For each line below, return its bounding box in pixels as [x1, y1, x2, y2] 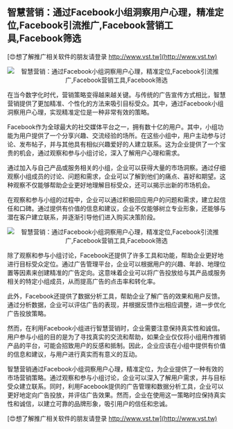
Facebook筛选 [19, 33, 82, 44]
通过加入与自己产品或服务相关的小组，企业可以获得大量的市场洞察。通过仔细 [7, 163, 226, 171]
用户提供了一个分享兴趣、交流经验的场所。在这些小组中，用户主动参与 [19, 131, 220, 140]
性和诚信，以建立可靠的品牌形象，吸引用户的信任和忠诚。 [7, 399, 171, 407]
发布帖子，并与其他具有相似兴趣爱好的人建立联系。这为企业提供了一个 [19, 140, 220, 148]
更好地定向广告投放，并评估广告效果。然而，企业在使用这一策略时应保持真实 [7, 391, 226, 399]
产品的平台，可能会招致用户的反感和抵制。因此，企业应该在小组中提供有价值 [7, 341, 226, 349]
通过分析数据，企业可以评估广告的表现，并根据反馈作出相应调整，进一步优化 [7, 301, 226, 309]
